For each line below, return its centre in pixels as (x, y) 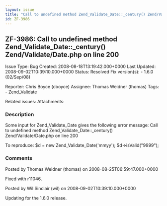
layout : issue (20, 10)
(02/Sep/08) (18, 77)
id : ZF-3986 (17, 19)
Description (20, 115)
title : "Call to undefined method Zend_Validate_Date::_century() (75, 14)
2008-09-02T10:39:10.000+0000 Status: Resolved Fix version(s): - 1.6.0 (79, 72)
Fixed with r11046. (24, 179)
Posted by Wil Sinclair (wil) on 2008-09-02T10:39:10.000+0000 (71, 188)
